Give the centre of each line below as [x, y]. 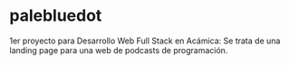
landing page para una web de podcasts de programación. [119, 50]
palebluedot [56, 16]
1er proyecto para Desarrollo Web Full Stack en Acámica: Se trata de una [145, 41]
